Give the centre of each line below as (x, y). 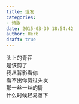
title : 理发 (20, 12)
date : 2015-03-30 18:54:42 (40, 29)
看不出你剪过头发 (27, 80)
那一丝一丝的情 (25, 87)
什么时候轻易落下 (27, 95)
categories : (21, 17)
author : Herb (22, 34)
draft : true (21, 40)
